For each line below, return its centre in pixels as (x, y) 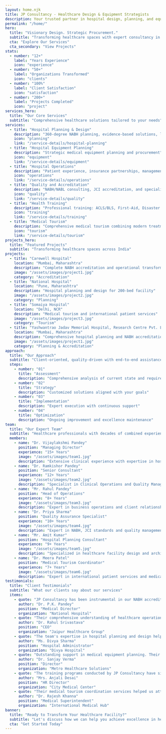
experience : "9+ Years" (43, 544)
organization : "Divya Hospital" (51, 650)
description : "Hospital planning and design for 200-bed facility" (85, 291)
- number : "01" (30, 369)
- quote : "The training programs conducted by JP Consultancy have (85, 673)
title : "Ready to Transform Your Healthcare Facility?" (68, 715)
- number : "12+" (26, 56)
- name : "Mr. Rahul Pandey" (43, 489)
